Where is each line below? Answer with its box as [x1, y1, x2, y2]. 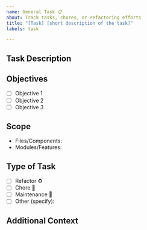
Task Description [6, 53, 72, 63]
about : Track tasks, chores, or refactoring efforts [6, 14, 142, 21]
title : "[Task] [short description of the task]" [6, 20, 134, 26]
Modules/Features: [14, 144, 62, 151]
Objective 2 [14, 97, 44, 104]
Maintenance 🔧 [14, 191, 53, 198]
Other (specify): [14, 197, 55, 205]
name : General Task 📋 [6, 8, 63, 15]
